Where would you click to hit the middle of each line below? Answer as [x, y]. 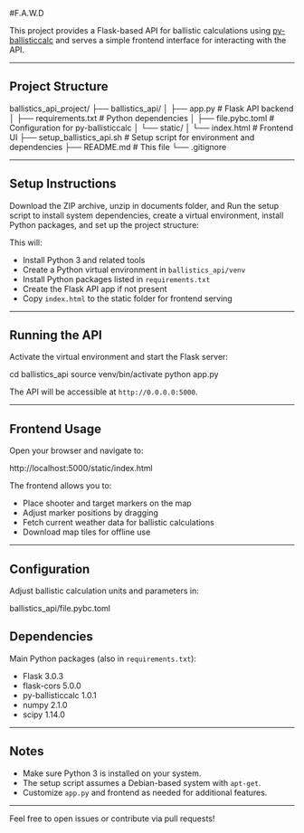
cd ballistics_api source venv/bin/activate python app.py [114, 374]
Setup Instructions [63, 184]
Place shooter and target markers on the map [107, 503]
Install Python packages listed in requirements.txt [116, 279]
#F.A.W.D [27, 13]
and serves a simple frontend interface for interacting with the [171, 40]
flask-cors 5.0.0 [52, 686]
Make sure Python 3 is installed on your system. [112, 773]
